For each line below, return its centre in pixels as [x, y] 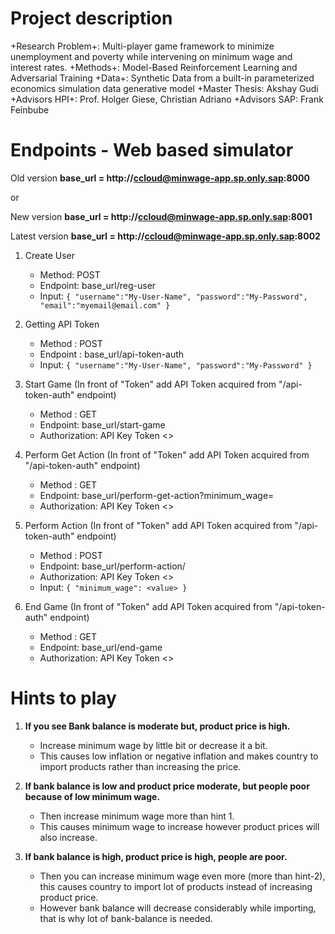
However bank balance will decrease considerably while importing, [178, 908]
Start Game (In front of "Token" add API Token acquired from [150, 384]
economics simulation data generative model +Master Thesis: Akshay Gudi [164, 88]
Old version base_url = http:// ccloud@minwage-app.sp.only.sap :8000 [160, 178]
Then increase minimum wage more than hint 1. [137, 816]
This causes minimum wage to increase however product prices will [179, 826]
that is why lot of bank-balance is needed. [126, 918]
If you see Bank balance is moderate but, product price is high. [157, 726]
